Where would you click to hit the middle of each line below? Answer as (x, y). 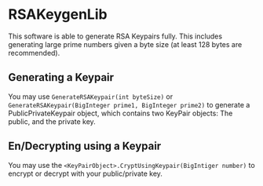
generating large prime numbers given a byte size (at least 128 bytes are (125, 44)
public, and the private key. (52, 121)
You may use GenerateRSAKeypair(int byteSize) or (91, 97)
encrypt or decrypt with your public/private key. (86, 173)
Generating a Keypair (61, 77)
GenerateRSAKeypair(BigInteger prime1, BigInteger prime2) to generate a (129, 104)
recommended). (34, 53)
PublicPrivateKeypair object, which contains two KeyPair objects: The (121, 113)
